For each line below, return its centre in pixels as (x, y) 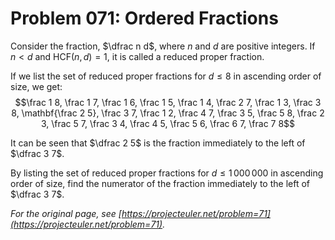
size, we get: (36, 86)
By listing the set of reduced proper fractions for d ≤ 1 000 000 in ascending (167, 173)
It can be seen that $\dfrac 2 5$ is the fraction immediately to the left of (158, 143)
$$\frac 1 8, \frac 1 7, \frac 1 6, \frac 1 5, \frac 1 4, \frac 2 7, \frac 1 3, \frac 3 (168, 102)
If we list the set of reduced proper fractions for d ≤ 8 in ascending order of (166, 76)
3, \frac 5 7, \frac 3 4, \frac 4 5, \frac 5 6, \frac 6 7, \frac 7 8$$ (168, 123)
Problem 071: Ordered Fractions (144, 18)
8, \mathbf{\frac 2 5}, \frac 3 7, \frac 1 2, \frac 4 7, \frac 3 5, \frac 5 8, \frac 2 (168, 113)
